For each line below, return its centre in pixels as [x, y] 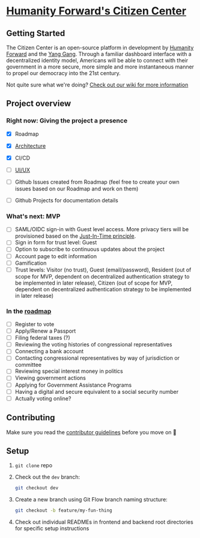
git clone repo [34, 465]
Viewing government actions [50, 378]
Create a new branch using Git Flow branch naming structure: [91, 500]
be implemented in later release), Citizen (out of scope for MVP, [94, 283]
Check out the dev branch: [47, 477]
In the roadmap [29, 311]
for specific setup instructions [52, 528]
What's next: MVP [33, 216]
